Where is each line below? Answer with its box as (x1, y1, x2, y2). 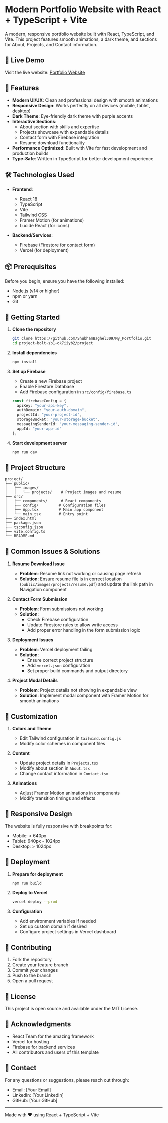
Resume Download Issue (12, 560, 65, 567)
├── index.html (5, 516, 37, 521)
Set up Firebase (12, 368, 46, 374)
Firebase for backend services (12, 1044, 75, 1050)
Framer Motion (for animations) (19, 217, 84, 223)
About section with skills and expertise (19, 124, 100, 130)
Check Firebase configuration (27, 617, 89, 623)
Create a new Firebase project (19, 378, 82, 384)
